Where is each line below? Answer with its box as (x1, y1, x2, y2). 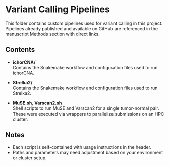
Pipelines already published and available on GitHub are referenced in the (5, 25, 158, 31)
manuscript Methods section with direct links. (5, 31, 100, 37)
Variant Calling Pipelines (5, 4, 110, 15)
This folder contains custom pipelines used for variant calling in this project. (5, 20, 163, 26)
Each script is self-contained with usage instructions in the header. (12, 144, 152, 150)
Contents (5, 45, 35, 54)
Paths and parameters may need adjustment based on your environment (12, 149, 163, 155)
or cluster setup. (12, 155, 47, 161)
